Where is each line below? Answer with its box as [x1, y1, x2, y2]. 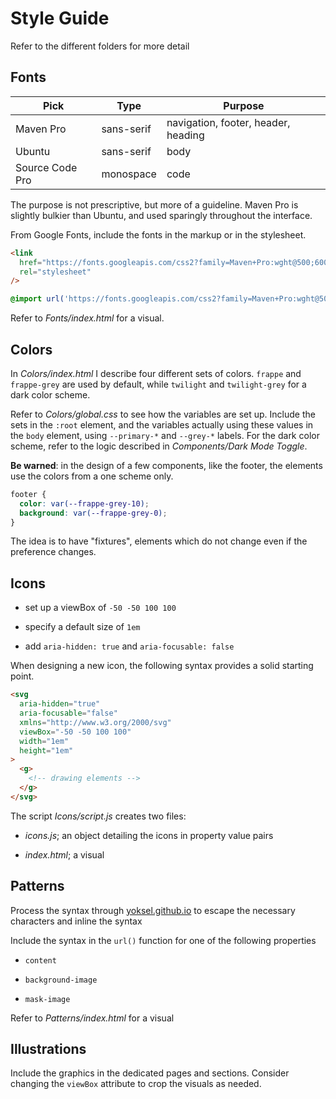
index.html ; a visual [24, 848, 105, 861]
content [24, 955, 57, 966]
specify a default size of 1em [24, 621, 141, 633]
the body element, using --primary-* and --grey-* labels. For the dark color [10, 429, 320, 441]
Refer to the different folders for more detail [10, 40, 190, 52]
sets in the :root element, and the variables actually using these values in [10, 418, 314, 431]
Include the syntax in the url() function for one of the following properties [10, 934, 317, 946]
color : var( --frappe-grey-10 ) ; [19, 498, 150, 509]
